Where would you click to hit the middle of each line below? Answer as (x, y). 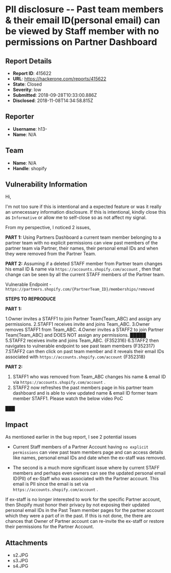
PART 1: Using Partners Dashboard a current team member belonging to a (83, 237)
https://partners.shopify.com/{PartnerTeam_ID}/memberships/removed (80, 290)
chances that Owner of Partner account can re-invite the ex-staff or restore (85, 521)
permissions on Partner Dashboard (81, 42)
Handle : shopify (30, 168)
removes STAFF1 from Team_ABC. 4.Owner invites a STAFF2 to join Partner (84, 330)
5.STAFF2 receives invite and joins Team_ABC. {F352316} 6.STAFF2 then (82, 341)
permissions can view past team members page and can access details (88, 453)
